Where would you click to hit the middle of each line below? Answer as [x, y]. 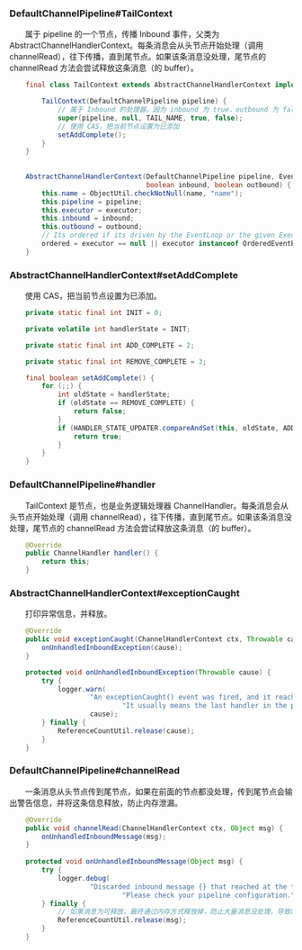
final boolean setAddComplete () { [90, 378]
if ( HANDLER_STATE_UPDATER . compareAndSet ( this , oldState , [168, 428]
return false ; [100, 412]
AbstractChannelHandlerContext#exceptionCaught [124, 593]
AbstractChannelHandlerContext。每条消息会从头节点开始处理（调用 [136, 45]
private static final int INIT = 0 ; [94, 313]
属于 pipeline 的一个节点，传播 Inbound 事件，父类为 [122, 34]
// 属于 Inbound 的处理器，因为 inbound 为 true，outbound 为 [168, 110]
